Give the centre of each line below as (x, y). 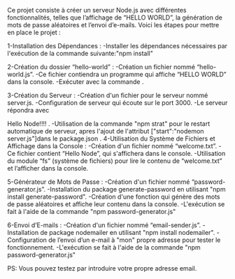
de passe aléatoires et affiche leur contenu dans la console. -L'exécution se (116, 204)
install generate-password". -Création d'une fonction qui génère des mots (114, 196)
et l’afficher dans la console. (48, 168)
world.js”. (21, 74)
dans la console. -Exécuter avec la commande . (76, 82)
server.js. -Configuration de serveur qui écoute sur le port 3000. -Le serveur (117, 103)
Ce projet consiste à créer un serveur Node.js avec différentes (97, 10)
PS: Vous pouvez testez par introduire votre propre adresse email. (102, 268)
